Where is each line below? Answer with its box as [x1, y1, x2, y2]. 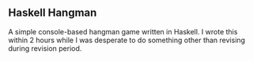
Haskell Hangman [8, 6, 97, 20]
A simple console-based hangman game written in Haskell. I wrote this [8, 27, 238, 36]
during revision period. [8, 43, 82, 53]
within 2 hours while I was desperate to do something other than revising [8, 35, 246, 45]
